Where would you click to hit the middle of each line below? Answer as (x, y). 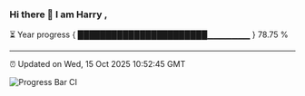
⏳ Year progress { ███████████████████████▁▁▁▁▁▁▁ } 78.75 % (149, 34)
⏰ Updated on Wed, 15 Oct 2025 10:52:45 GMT (98, 64)
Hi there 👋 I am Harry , (59, 14)
